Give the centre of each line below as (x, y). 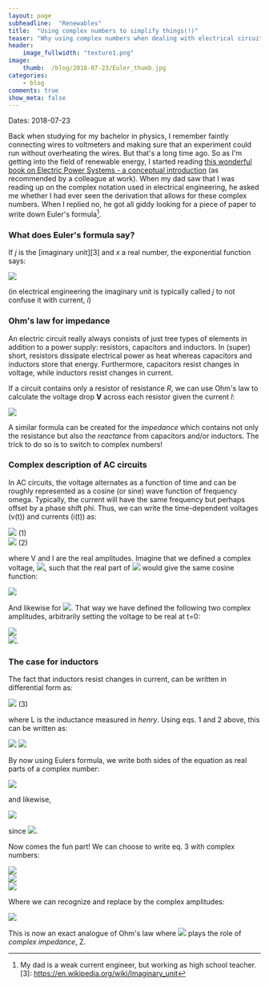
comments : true (34, 90)
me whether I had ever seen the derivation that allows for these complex (128, 196)
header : (21, 46)
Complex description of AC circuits (78, 465)
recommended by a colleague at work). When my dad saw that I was (121, 179)
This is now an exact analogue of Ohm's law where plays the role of (125, 933)
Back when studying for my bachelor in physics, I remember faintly (119, 136)
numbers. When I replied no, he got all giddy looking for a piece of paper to (132, 205)
